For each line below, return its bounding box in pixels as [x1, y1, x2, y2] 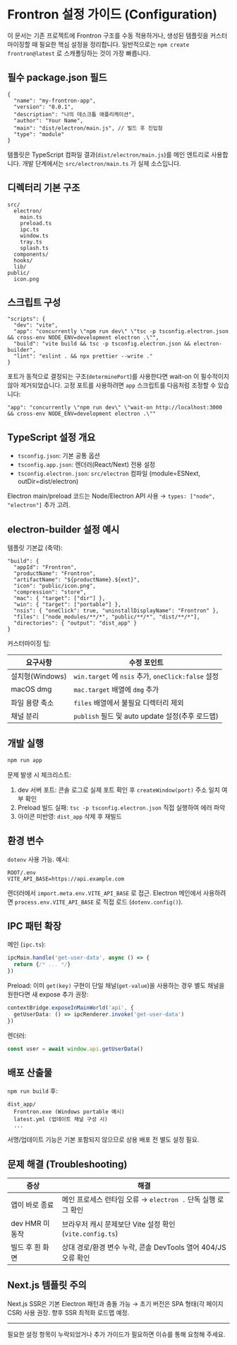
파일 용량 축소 [11, 698, 54, 708]
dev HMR [11, 1219, 42, 1229]
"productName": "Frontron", [13, 570, 97, 577]
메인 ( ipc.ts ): [7, 940, 46, 949]
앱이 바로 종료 [11, 1200, 54, 1210]
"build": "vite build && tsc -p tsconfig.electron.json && [13, 341, 191, 348]
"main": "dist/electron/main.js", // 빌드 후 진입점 [13, 125, 163, 132]
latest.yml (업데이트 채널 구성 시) [13, 1116, 108, 1123]
